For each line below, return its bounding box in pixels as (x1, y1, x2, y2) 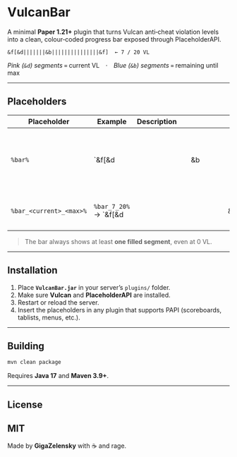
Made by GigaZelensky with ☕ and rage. (7, 441, 127, 450)
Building (7, 340, 44, 352)
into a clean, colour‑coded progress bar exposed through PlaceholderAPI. (7, 35, 221, 43)
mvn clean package (7, 359, 61, 366)
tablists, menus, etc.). (17, 313, 80, 322)
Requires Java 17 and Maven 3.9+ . (7, 372, 109, 380)
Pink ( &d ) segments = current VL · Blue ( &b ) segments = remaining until (7, 61, 219, 69)
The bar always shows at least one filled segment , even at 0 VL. (24, 237, 213, 245)
